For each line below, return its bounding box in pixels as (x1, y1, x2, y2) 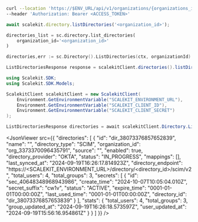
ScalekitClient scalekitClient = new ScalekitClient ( (6, 91, 141, 97)
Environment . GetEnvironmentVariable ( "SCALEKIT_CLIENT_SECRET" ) (16, 108, 176, 114)
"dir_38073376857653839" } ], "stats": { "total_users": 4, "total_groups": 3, (6, 197, 188, 204)
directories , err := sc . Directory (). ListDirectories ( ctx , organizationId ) (6, 54, 192, 60)
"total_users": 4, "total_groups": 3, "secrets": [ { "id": (11, 172, 138, 179)
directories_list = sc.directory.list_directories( (6, 32, 136, 38)
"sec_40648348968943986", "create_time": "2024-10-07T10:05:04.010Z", (6, 178, 187, 185)
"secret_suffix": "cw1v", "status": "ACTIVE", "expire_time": (6, 184, 147, 191)
